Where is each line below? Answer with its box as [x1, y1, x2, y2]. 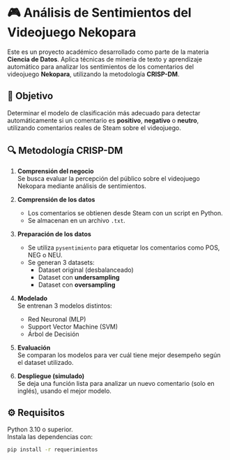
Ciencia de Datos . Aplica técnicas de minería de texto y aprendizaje [7, 55, 203, 63]
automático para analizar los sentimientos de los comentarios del [7, 62, 194, 71]
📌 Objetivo [7, 90, 54, 102]
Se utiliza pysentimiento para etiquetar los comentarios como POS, [27, 243, 220, 252]
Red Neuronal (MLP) [27, 315, 86, 323]
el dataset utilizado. [17, 358, 74, 366]
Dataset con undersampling [38, 273, 120, 281]
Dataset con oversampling [38, 280, 116, 289]
